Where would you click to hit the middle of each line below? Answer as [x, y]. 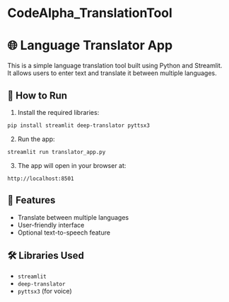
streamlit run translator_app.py [57, 152]
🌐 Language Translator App [90, 46]
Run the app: [36, 139]
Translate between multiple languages [73, 217]
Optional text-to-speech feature [64, 233]
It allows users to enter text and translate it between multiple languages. [112, 73]
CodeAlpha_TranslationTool [90, 13]
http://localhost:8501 [41, 179]
